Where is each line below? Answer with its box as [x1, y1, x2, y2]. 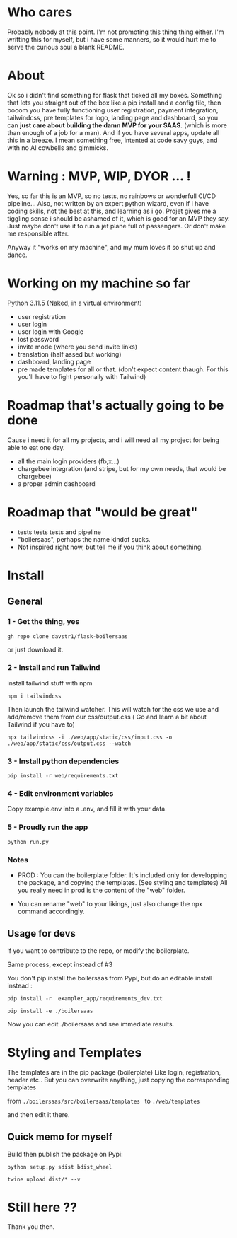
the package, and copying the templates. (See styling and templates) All [17, 878, 228, 886]
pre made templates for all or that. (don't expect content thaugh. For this [17, 365, 229, 374]
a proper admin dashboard [17, 479, 96, 488]
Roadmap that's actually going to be [7, 397, 224, 413]
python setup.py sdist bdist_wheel [7, 1163, 112, 1171]
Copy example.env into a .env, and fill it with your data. [7, 804, 168, 814]
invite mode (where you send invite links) [17, 342, 138, 351]
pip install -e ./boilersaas [7, 1007, 93, 1014]
